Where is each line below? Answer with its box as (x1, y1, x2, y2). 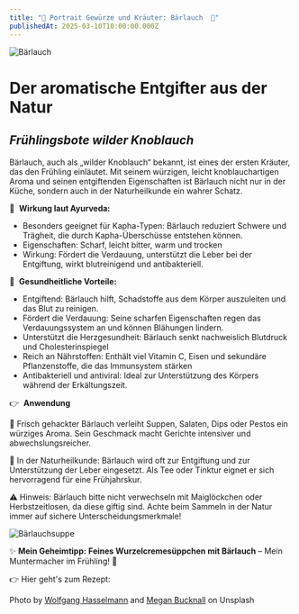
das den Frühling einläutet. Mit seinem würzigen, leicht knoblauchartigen (9, 166, 279, 176)
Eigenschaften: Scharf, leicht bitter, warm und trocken (22, 239, 222, 250)
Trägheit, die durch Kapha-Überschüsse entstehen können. (22, 230, 243, 240)
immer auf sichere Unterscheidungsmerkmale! (9, 510, 182, 521)
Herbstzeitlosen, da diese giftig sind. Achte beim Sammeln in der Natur (9, 501, 273, 511)
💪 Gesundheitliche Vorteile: (9, 275, 117, 286)
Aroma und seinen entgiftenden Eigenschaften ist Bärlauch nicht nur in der (9, 176, 286, 186)
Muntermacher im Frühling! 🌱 (9, 555, 118, 566)
